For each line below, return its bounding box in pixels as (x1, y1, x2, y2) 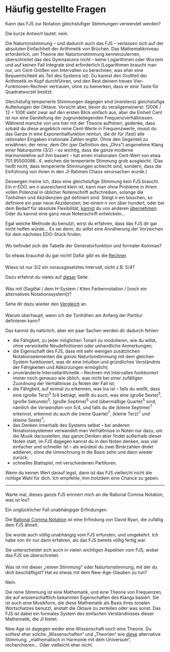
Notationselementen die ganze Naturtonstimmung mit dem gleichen (12, 354, 154, 360)
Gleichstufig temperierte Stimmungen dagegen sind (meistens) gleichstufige (5, 98, 165, 104)
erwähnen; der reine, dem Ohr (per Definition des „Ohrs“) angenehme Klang (5, 141, 163, 147)
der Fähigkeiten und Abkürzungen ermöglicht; (12, 364, 109, 370)
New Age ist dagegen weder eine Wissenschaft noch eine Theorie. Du (5, 626, 152, 632)
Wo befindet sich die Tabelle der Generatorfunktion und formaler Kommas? (5, 243, 162, 249)
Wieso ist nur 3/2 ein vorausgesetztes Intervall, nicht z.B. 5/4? (5, 264, 135, 270)
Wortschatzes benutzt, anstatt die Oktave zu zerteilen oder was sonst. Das (5, 605, 161, 611)
